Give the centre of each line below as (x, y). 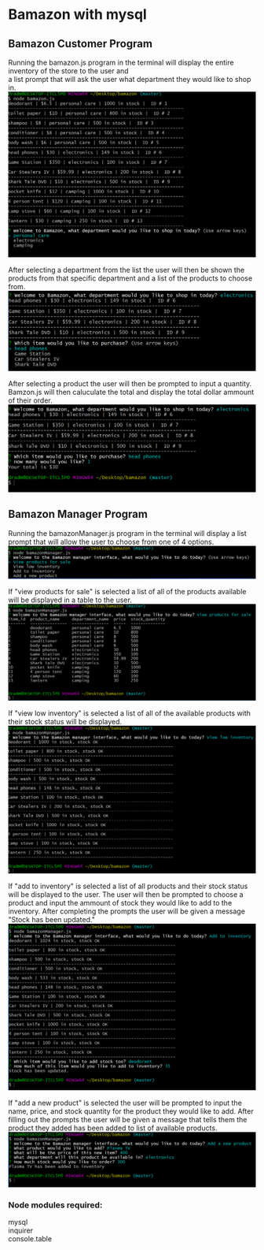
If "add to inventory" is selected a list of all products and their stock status (128, 886)
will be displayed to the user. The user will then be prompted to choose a (126, 895)
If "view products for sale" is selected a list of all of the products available (127, 592)
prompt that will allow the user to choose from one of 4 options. (111, 541)
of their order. (30, 400)
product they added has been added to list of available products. (113, 1128)
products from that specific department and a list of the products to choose (130, 278)
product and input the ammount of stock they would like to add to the (120, 903)
